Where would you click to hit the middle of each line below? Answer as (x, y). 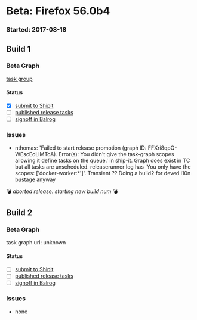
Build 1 (19, 49)
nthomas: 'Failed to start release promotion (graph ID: (81, 148)
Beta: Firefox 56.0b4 (58, 11)
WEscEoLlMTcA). (36, 154)
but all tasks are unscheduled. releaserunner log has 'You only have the (103, 167)
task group (19, 79)
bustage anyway (35, 179)
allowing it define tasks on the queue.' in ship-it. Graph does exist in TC (102, 161)
